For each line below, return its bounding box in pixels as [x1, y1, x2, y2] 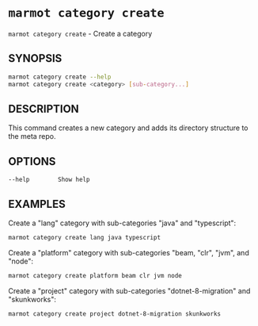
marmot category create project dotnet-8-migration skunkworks [8, 309, 222, 318]
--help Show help [8, 176, 90, 184]
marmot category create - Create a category [8, 29, 153, 38]
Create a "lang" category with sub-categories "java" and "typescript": [8, 218, 237, 228]
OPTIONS [8, 155, 56, 168]
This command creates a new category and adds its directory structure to [8, 123, 249, 132]
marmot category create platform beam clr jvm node [8, 271, 182, 279]
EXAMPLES [8, 197, 66, 211]
